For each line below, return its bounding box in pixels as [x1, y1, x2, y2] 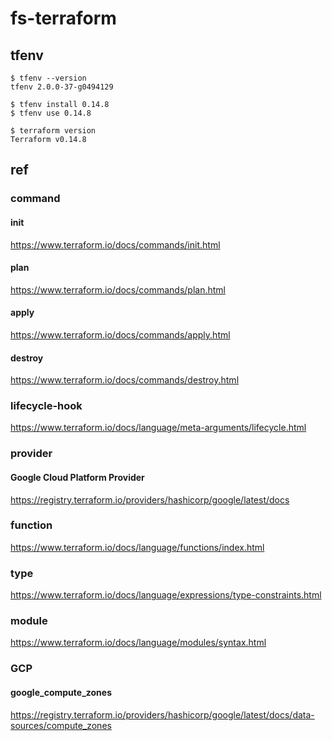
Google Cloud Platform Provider [10, 471, 145, 483]
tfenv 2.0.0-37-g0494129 [10, 82, 114, 92]
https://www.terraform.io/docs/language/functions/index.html [10, 541, 265, 553]
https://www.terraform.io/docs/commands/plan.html [10, 283, 227, 296]
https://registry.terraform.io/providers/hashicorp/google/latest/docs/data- [10, 708, 315, 721]
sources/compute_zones [10, 719, 112, 731]
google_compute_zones [10, 686, 113, 698]
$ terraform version [10, 126, 97, 136]
